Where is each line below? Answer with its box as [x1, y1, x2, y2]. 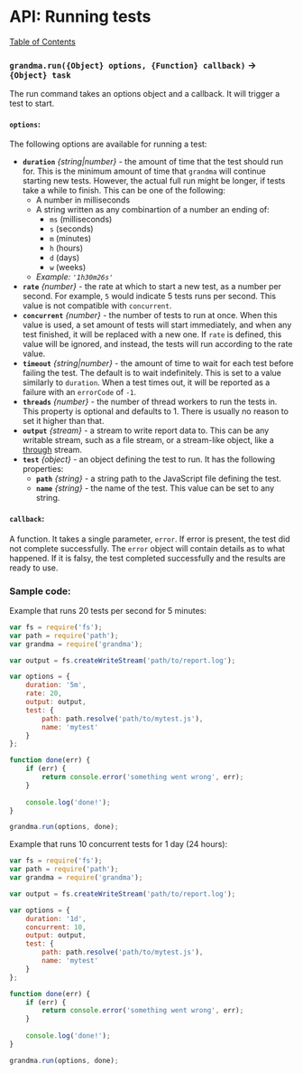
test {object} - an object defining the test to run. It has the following [22, 454, 276, 465]
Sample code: [9, 585, 71, 598]
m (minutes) [49, 233, 92, 244]
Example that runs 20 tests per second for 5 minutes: [9, 605, 207, 616]
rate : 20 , [25, 689, 63, 698]
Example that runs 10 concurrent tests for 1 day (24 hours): [9, 839, 228, 850]
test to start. [9, 98, 55, 109]
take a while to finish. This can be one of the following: [22, 185, 225, 196]
